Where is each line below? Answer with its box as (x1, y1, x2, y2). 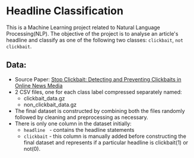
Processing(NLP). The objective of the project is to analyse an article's (6, 30, 179, 37)
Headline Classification (6, 4, 123, 18)
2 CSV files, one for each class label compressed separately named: (14, 88, 182, 96)
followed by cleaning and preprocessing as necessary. (14, 113, 148, 121)
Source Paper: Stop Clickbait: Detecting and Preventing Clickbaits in (14, 75, 182, 83)
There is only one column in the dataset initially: (14, 120, 132, 127)
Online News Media (14, 82, 63, 89)
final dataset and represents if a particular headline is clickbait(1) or (23, 138, 189, 146)
